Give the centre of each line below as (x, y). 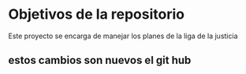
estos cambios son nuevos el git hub (100, 60)
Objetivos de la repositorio (97, 14)
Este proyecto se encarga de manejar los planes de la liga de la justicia (123, 36)
